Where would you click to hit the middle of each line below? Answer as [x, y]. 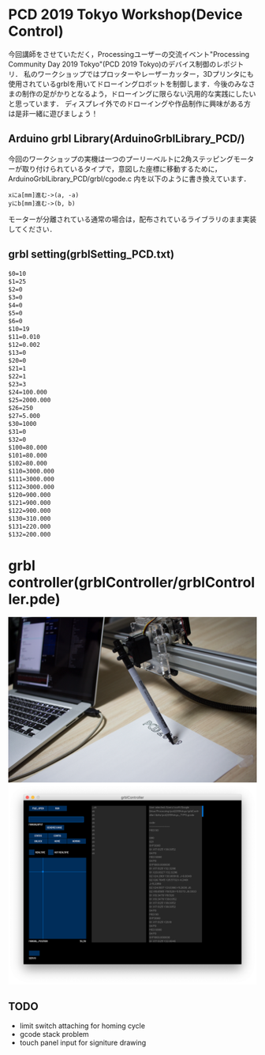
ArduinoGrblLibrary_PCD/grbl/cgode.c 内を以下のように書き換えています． [129, 179]
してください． [32, 229]
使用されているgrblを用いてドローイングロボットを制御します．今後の [121, 84]
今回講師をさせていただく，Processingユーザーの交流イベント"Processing [129, 54]
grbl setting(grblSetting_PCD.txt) [91, 254]
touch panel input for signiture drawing [83, 1042]
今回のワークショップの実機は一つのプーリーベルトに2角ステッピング [121, 159]
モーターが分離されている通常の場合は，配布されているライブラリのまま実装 [132, 219]
